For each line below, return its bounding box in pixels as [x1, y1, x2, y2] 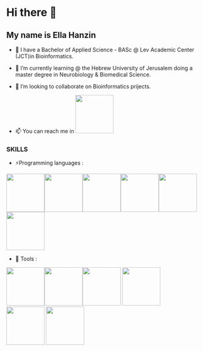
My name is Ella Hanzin [6, 30, 96, 40]
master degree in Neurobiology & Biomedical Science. [15, 71, 151, 78]
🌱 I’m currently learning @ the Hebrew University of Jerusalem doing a [15, 64, 193, 72]
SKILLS [6, 145, 29, 153]
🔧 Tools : [15, 255, 38, 262]
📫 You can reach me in [15, 128, 74, 135]
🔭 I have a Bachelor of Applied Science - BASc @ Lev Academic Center [15, 46, 194, 53]
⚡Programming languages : [15, 159, 84, 167]
